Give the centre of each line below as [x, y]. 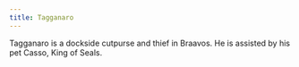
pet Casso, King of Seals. [56, 52]
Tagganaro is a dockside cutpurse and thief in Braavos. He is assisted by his [150, 43]
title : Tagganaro [42, 17]
